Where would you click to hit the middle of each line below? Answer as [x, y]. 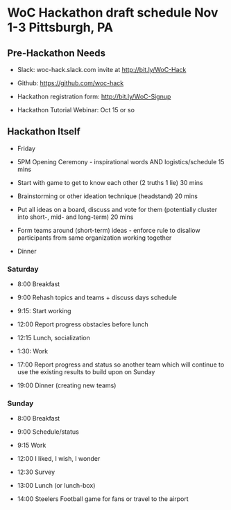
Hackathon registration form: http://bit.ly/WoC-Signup [94, 96]
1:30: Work [33, 351]
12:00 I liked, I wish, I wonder [59, 459]
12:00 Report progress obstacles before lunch [83, 324]
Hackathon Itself [44, 132]
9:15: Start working [44, 311]
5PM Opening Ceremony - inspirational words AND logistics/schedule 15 [121, 161]
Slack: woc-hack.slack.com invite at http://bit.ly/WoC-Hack [102, 70]
